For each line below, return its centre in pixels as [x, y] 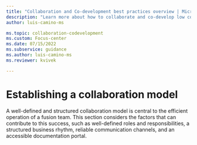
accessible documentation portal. [46, 136]
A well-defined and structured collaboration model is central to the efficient [97, 111]
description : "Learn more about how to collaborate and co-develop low [95, 17]
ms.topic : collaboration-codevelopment [55, 33]
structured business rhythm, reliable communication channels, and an [90, 129]
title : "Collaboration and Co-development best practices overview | [93, 11]
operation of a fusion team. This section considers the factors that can [91, 117]
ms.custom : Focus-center [36, 39]
